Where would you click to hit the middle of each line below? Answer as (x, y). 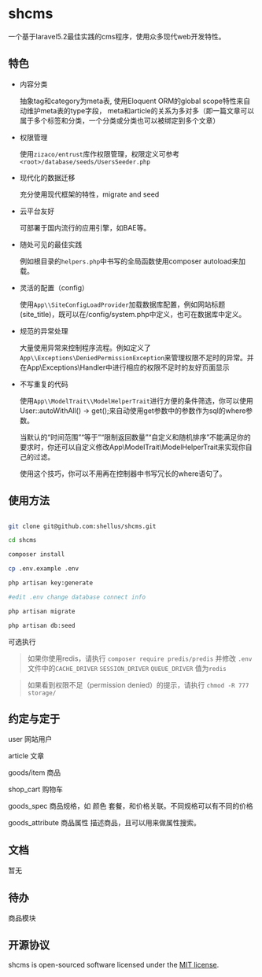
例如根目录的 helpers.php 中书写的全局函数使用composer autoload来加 (133, 261)
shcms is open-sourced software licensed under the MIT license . (114, 964)
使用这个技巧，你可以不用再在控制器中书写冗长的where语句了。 (123, 474)
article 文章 (26, 756)
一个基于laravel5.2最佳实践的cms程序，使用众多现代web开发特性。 (117, 36)
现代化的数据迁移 (47, 177)
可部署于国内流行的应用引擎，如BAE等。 (85, 227)
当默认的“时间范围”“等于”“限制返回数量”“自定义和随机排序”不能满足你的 (135, 437)
